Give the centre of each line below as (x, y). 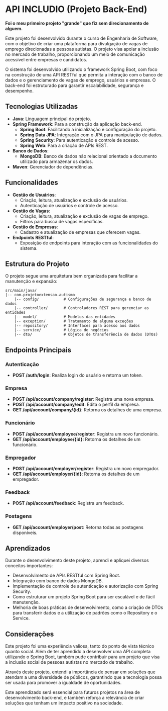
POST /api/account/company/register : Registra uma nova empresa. (83, 399)
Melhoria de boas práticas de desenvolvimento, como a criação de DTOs (88, 607)
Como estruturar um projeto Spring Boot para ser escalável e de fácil (83, 597)
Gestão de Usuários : (34, 195)
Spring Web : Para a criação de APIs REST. (64, 145)
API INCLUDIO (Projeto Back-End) (76, 9)
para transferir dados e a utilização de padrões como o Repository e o (85, 613)
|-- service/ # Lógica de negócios (61, 330)
